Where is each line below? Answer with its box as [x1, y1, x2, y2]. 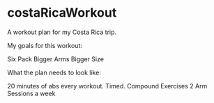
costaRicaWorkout [7, 5, 117, 21]
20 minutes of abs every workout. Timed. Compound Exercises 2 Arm [7, 81, 208, 90]
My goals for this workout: [7, 41, 82, 49]
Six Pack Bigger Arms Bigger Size [7, 54, 105, 63]
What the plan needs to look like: [7, 68, 101, 77]
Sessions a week [7, 89, 56, 97]
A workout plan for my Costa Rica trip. [7, 28, 117, 36]
